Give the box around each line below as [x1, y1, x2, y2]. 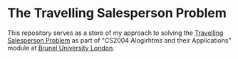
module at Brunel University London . [7, 43, 115, 52]
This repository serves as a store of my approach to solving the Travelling [7, 28, 224, 37]
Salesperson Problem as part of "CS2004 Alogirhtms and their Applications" [7, 36, 232, 44]
